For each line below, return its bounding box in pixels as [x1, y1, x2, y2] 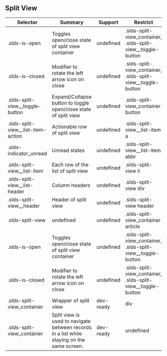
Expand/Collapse [52, 93, 92, 100]
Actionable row [52, 123, 87, 130]
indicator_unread [7, 150, 47, 157]
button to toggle [52, 99, 89, 106]
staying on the [52, 336, 85, 343]
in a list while [52, 330, 82, 337]
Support [98, 18, 118, 25]
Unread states [52, 147, 85, 154]
